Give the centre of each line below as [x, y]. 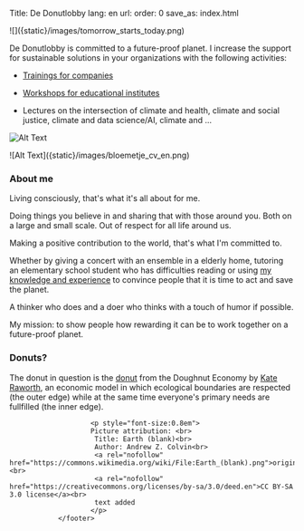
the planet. [29, 290]
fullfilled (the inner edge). [57, 406]
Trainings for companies [68, 75]
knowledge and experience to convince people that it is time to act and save [152, 280]
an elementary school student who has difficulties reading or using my [141, 270]
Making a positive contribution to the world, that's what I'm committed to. [146, 243]
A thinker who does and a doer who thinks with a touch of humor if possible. [152, 307]
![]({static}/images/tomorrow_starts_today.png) [97, 30]
